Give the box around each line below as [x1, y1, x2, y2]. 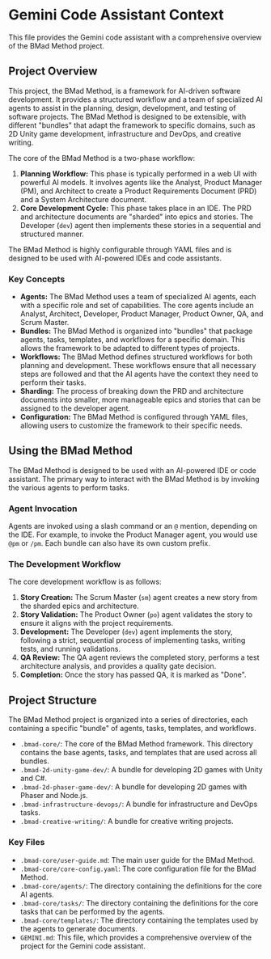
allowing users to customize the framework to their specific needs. [19, 420, 243, 430]
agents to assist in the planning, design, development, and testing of [8, 103, 236, 112]
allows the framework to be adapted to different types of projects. [19, 344, 240, 353]
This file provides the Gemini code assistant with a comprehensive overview [8, 32, 262, 42]
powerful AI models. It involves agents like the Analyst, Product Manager [19, 177, 263, 187]
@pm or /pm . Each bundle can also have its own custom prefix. [8, 539, 210, 548]
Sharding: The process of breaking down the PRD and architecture [19, 387, 244, 396]
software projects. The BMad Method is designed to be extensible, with [8, 112, 247, 121]
